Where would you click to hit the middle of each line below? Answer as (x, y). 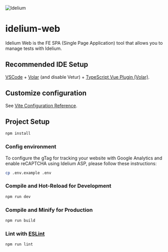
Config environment (31, 147)
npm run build (20, 220)
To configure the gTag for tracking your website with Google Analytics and (84, 158)
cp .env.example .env (28, 173)
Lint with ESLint (25, 233)
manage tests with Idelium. (34, 48)
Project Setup (28, 122)
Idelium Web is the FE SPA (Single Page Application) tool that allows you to (84, 43)
